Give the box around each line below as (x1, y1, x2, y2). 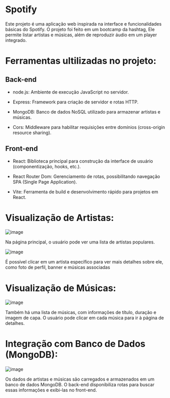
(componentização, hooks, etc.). (12, 163, 81, 169)
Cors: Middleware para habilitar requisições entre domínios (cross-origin (12, 124, 165, 130)
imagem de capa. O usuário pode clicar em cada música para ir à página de (5, 315, 164, 321)
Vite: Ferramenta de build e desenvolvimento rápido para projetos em (12, 188, 159, 195)
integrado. (5, 37, 27, 43)
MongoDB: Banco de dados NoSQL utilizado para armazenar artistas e (12, 108, 161, 115)
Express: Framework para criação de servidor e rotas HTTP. (12, 99, 139, 105)
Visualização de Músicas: (5, 282, 116, 294)
